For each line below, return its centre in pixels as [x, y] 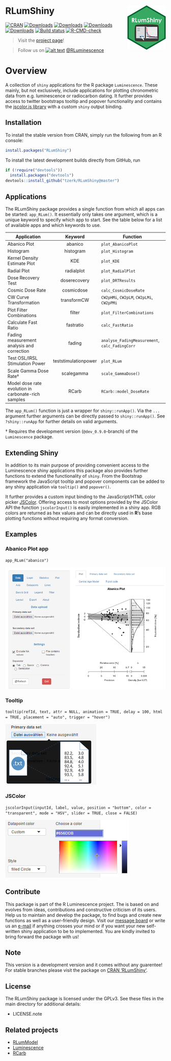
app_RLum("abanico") [27, 560]
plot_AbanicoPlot [120, 244]
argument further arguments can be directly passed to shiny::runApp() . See [85, 416]
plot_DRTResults [118, 281]
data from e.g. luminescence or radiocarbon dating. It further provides [79, 96]
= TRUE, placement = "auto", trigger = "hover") [58, 717]
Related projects [32, 1030]
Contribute [23, 892]
